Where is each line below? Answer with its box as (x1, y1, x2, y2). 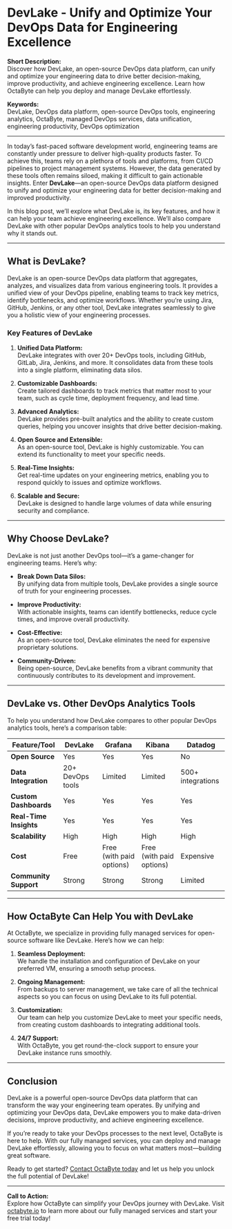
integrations (180, 775, 220, 785)
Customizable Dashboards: (17, 379, 98, 388)
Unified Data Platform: (17, 344, 83, 352)
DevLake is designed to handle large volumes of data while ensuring (17, 499, 212, 508)
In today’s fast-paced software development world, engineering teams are (7, 142, 218, 150)
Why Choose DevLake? (7, 533, 109, 545)
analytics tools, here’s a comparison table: (7, 724, 127, 732)
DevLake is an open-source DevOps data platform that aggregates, (7, 273, 198, 282)
